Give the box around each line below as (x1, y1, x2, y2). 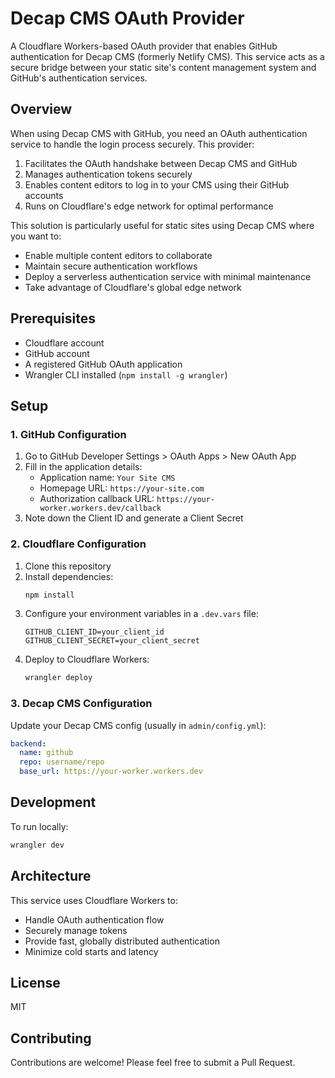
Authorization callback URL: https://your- (39, 493, 216, 505)
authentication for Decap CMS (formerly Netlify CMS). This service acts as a (10, 50, 325, 62)
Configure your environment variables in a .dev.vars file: (24, 608, 259, 620)
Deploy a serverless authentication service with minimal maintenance (24, 270, 312, 282)
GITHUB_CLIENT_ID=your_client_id (24, 627, 165, 637)
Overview (10, 101, 73, 118)
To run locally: (10, 820, 69, 832)
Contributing (10, 1030, 92, 1047)
